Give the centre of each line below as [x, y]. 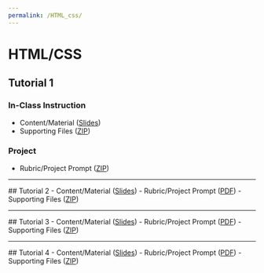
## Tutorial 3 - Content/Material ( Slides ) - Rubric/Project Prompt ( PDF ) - [125, 221]
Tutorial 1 [31, 83]
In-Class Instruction [47, 105]
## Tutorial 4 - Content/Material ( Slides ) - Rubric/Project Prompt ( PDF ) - [125, 253]
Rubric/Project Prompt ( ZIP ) [64, 168]
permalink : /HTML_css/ [45, 15]
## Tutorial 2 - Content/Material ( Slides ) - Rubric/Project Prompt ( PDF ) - [125, 191]
